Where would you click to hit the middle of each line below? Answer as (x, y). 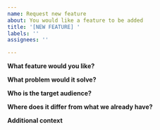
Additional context (35, 121)
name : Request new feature (47, 14)
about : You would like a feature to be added (75, 20)
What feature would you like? (51, 66)
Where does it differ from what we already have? (80, 107)
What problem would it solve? (52, 80)
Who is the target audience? (49, 93)
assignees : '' (28, 40)
